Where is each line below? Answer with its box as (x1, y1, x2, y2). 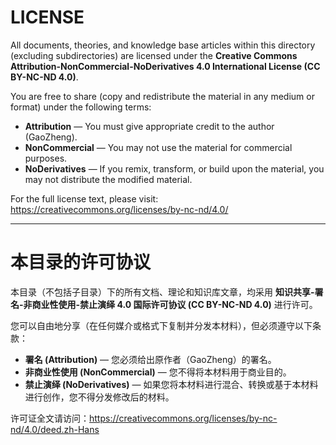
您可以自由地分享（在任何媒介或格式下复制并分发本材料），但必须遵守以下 (10, 319, 313, 331)
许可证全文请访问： (10, 412, 90, 424)
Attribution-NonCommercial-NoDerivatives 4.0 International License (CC (10, 60, 321, 72)
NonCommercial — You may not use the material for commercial (24, 141, 293, 153)
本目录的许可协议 (10, 251, 152, 274)
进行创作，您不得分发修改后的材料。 (24, 391, 175, 403)
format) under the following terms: (10, 101, 152, 113)
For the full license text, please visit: (10, 192, 159, 205)
